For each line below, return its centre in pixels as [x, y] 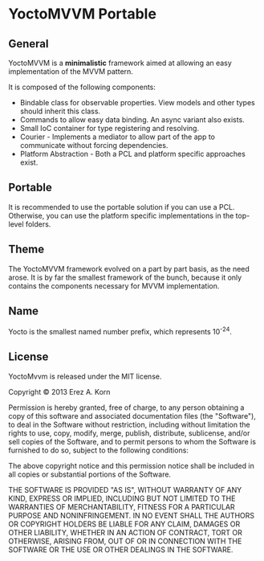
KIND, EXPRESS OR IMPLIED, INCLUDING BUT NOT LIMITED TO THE [122, 498]
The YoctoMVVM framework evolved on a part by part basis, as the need [129, 268]
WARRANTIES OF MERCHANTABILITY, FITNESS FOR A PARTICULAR [122, 506]
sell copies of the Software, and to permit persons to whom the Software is [132, 441]
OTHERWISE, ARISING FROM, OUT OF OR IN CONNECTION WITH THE [125, 541]
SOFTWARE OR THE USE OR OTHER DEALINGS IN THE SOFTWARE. [121, 549]
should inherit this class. [60, 111]
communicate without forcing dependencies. [94, 145]
